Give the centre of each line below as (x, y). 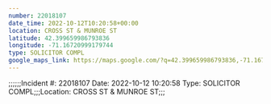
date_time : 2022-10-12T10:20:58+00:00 (73, 23)
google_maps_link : (39, 61)
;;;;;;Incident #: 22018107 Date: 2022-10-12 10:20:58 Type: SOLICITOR (124, 83)
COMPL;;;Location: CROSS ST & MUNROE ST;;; (87, 91)
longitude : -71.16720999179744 (61, 46)
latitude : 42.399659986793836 (59, 38)
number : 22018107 (38, 16)
